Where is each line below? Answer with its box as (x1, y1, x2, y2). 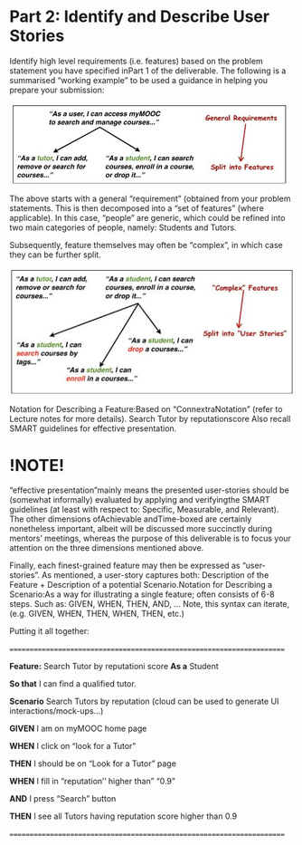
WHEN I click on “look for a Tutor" (9, 741, 137, 752)
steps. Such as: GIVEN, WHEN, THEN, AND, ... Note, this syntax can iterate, (9, 599, 290, 610)
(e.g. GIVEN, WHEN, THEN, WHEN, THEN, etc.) (9, 609, 185, 619)
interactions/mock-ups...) (9, 706, 104, 716)
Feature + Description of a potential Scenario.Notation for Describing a (9, 580, 273, 591)
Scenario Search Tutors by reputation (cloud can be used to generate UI (9, 696, 279, 707)
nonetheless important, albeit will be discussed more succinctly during (9, 523, 273, 534)
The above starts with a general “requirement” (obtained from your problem (9, 193, 291, 204)
